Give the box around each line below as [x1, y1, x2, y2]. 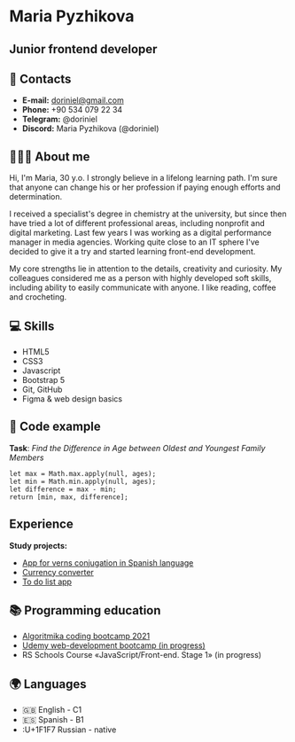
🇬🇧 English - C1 [21, 705, 82, 715]
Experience [9, 517, 74, 532]
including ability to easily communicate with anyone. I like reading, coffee [9, 282, 276, 293]
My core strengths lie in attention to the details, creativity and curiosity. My [9, 263, 283, 274]
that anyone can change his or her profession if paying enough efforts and [9, 182, 281, 192]
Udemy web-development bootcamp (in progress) [21, 640, 206, 651]
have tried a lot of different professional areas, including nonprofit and [9, 218, 266, 229]
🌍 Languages [9, 676, 87, 691]
